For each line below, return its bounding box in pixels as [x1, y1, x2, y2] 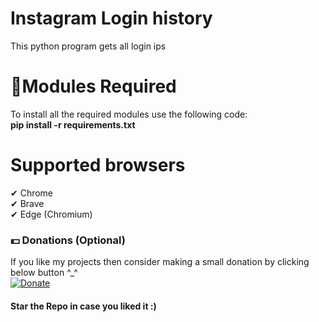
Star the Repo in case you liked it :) [10, 300, 157, 312]
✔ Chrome [10, 187, 54, 199]
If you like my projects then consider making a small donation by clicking [10, 256, 310, 268]
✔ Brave [10, 197, 45, 209]
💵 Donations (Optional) [10, 233, 126, 247]
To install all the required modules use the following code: [10, 108, 248, 120]
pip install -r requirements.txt [10, 118, 136, 131]
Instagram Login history [10, 7, 213, 30]
